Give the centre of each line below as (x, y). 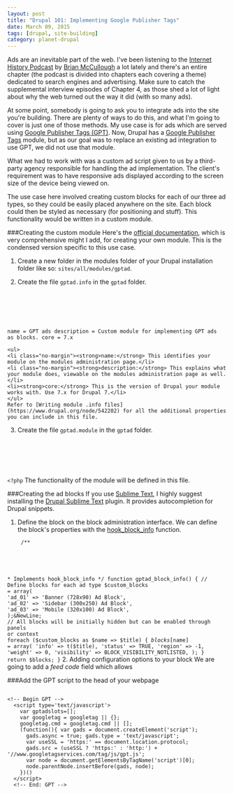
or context (23, 634)
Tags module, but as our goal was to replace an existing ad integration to (112, 140)
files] (114, 405)
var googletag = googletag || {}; (70, 718)
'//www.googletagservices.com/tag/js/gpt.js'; (76, 755)
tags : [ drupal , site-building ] (53, 33)
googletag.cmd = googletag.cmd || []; (76, 724)
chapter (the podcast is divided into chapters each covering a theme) (107, 75)
